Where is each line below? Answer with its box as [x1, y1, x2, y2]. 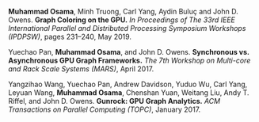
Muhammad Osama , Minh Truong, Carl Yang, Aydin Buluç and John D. [8, 7, 239, 16]
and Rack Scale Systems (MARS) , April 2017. [8, 64, 154, 74]
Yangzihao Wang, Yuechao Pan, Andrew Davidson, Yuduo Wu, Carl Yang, [8, 79, 248, 89]
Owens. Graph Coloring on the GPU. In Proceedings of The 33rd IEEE [8, 15, 235, 25]
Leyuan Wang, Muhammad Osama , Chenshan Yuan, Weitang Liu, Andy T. [8, 88, 249, 97]
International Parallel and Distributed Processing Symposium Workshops [8, 24, 246, 32]
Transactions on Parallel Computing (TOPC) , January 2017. [8, 105, 201, 114]
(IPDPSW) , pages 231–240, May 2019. [8, 32, 132, 41]
